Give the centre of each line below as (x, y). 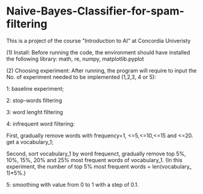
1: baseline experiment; (35, 88)
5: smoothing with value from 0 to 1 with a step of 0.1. (73, 184)
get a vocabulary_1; (30, 142)
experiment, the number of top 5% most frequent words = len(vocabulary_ (99, 166)
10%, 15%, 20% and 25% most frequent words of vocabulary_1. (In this (95, 160)
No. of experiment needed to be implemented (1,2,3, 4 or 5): (81, 77)
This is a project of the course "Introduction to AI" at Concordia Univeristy (98, 40)
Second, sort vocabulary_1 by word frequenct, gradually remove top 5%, (96, 154)
